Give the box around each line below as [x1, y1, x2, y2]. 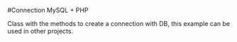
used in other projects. [7, 27, 73, 35]
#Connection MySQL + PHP [7, 6, 89, 14]
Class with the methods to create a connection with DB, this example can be [7, 20, 231, 27]
